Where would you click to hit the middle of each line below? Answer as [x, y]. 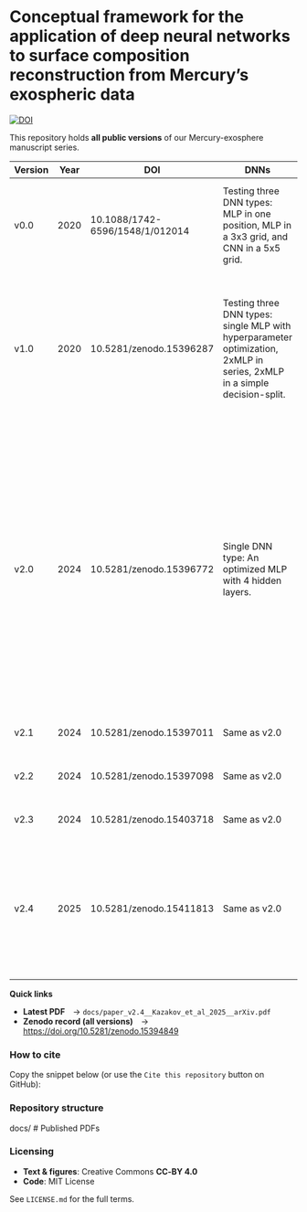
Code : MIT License [58, 1181]
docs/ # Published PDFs [55, 1128]
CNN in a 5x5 [252, 248]
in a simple [246, 383]
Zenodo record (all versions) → [85, 1021]
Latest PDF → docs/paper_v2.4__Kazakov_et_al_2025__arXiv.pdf [147, 1011]
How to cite [35, 1055]
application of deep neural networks [150, 36]
